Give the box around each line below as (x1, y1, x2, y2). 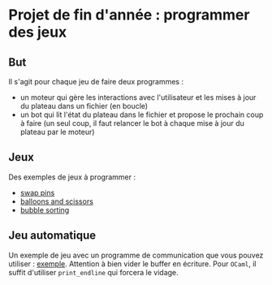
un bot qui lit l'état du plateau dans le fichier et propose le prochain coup (19, 110, 264, 119)
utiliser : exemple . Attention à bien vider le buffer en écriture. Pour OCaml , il (8, 258, 257, 269)
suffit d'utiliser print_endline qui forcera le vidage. (8, 267, 179, 277)
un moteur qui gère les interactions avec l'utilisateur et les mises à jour (19, 93, 257, 102)
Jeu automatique (8, 229, 97, 243)
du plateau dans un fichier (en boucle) (19, 101, 149, 110)
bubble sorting (19, 205, 70, 214)
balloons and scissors (19, 196, 93, 206)
